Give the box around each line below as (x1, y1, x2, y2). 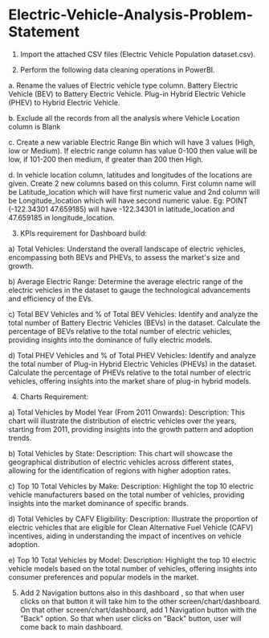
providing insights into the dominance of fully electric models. (8, 335, 213, 344)
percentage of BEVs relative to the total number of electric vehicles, (8, 326, 233, 335)
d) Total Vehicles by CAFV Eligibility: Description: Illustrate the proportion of (8, 513, 259, 524)
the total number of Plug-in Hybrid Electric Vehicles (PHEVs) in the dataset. (8, 359, 257, 368)
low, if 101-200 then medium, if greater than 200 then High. (8, 154, 203, 164)
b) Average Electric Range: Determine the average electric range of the (8, 276, 243, 286)
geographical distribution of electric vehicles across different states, (8, 457, 234, 467)
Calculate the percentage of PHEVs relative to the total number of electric (8, 368, 251, 377)
